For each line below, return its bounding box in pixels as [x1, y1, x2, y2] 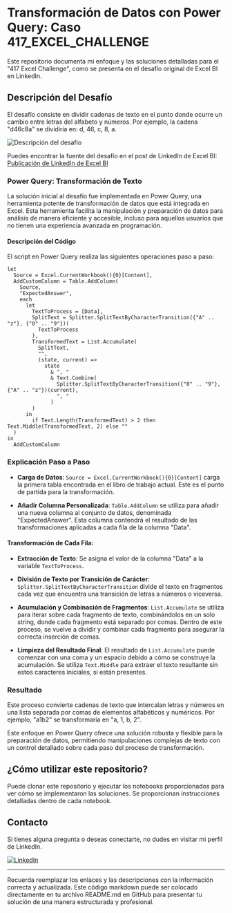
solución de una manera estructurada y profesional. [7, 897, 154, 906]
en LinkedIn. [7, 71, 43, 80]
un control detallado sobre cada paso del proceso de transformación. [7, 744, 205, 752]
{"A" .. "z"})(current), [7, 387, 79, 394]
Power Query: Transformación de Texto [7, 176, 143, 186]
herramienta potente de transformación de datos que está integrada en [7, 199, 209, 208]
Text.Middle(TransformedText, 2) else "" [7, 423, 128, 430]
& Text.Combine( [50, 375, 97, 382]
